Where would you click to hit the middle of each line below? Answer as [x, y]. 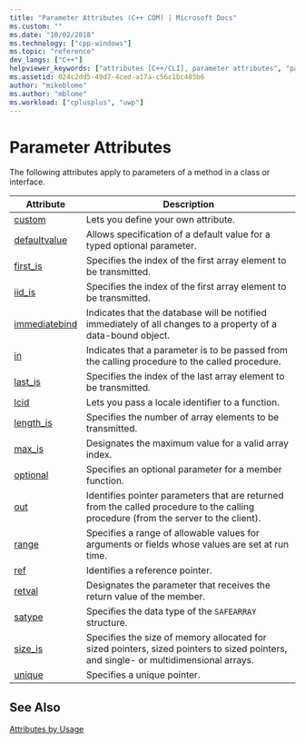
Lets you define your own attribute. [161, 220]
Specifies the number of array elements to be [182, 417]
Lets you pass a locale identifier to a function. [182, 402]
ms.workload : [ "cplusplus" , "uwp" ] [77, 102]
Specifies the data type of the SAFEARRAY [171, 611]
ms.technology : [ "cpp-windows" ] [70, 43]
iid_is [25, 292]
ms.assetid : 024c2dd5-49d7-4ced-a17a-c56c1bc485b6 [107, 77]
